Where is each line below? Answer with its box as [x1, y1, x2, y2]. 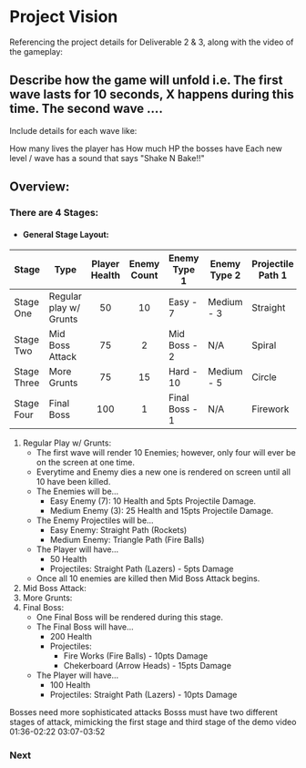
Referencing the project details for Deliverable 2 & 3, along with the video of [9, 36, 294, 47]
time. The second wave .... [9, 101, 164, 117]
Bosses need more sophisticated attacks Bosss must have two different [9, 707, 278, 718]
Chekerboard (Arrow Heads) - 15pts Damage [63, 660, 232, 671]
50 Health [49, 554, 87, 565]
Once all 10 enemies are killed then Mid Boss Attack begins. [36, 573, 260, 584]
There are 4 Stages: [9, 207, 99, 220]
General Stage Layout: [22, 229, 109, 240]
